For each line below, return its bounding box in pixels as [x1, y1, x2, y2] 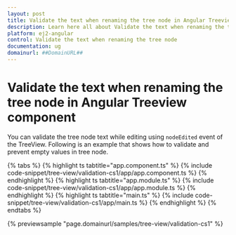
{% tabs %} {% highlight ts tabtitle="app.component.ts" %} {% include [7, 161, 213, 169]
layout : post [7, 10, 46, 18]
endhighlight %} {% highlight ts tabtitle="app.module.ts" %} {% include [7, 176, 214, 184]
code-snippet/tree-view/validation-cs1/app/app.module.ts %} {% [7, 183, 197, 192]
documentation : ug [7, 43, 61, 50]
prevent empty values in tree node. [7, 147, 109, 156]
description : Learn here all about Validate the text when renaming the [7, 23, 225, 30]
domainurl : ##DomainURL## [7, 50, 83, 57]
